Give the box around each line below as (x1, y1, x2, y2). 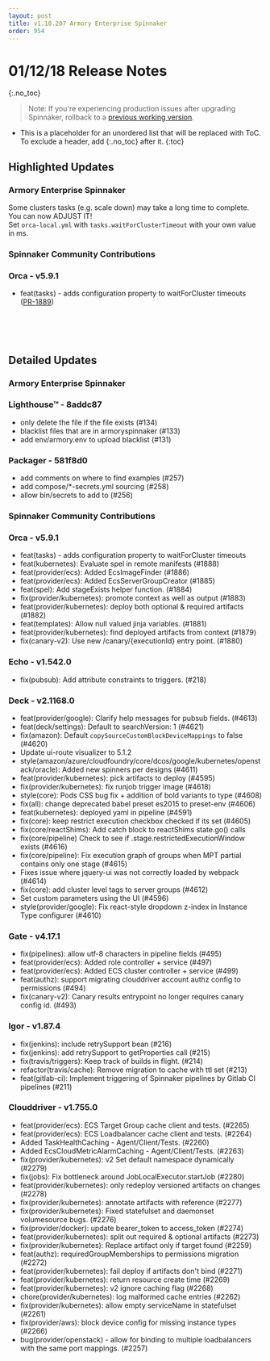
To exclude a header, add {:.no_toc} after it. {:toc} (19, 136, 185, 146)
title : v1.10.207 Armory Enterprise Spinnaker (8, 19, 168, 27)
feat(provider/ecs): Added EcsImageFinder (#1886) (19, 567, 190, 577)
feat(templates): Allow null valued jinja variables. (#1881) (19, 619, 207, 629)
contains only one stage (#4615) (19, 859, 128, 869)
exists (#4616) (19, 841, 69, 852)
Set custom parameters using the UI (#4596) (19, 893, 169, 902)
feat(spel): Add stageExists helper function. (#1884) (19, 584, 193, 594)
